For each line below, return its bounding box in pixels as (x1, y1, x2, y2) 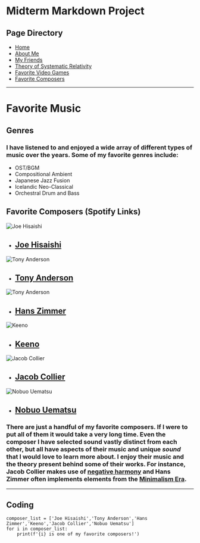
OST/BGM (14, 164, 40, 171)
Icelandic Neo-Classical (14, 183, 73, 190)
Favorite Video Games (14, 69, 70, 76)
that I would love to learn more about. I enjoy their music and (6, 453, 185, 461)
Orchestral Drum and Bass (14, 189, 80, 196)
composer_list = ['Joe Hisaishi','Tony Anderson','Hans (6, 516, 148, 522)
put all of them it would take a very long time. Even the (6, 430, 166, 439)
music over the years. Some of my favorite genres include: (6, 151, 179, 159)
